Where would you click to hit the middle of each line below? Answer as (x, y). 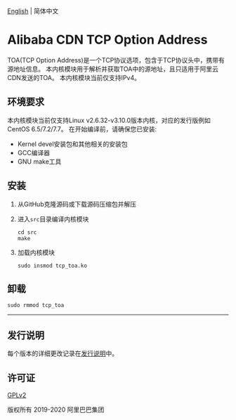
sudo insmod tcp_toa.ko (52, 265)
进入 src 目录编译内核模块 (53, 219)
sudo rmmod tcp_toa (36, 306)
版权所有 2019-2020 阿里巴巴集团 (56, 409)
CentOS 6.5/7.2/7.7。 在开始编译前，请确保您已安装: (82, 129)
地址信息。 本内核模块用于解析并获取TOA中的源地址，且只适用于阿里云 (116, 69)
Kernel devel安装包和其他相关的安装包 (72, 144)
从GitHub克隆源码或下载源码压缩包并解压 (77, 204)
